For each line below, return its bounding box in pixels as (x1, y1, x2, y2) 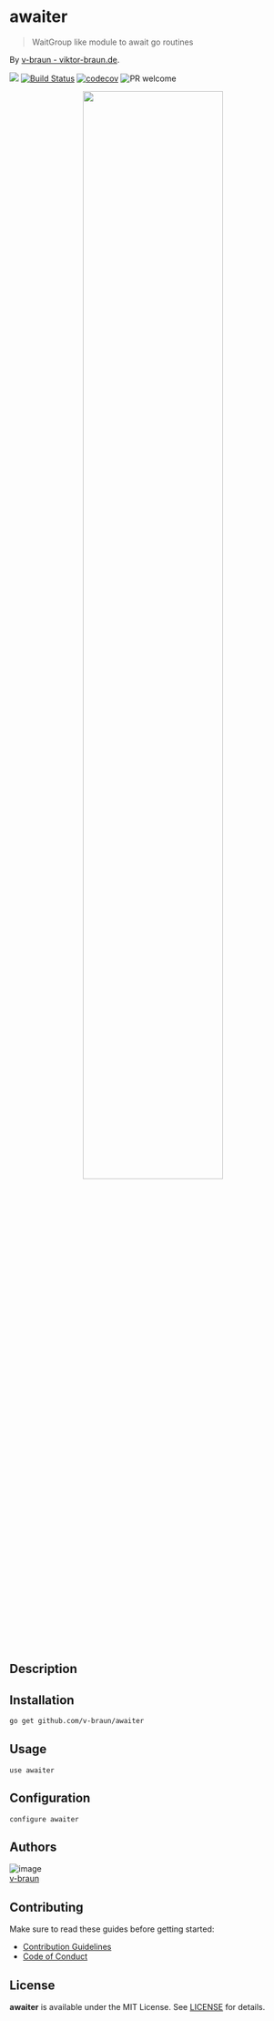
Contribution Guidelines (22, 1942, 112, 1953)
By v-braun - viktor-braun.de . (9, 54, 120, 65)
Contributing (9, 1899, 84, 1914)
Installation (9, 1692, 75, 1708)
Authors (9, 1840, 57, 1855)
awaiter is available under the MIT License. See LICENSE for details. (9, 2002, 266, 2013)
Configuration (9, 1791, 91, 1806)
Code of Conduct (22, 1951, 88, 1962)
